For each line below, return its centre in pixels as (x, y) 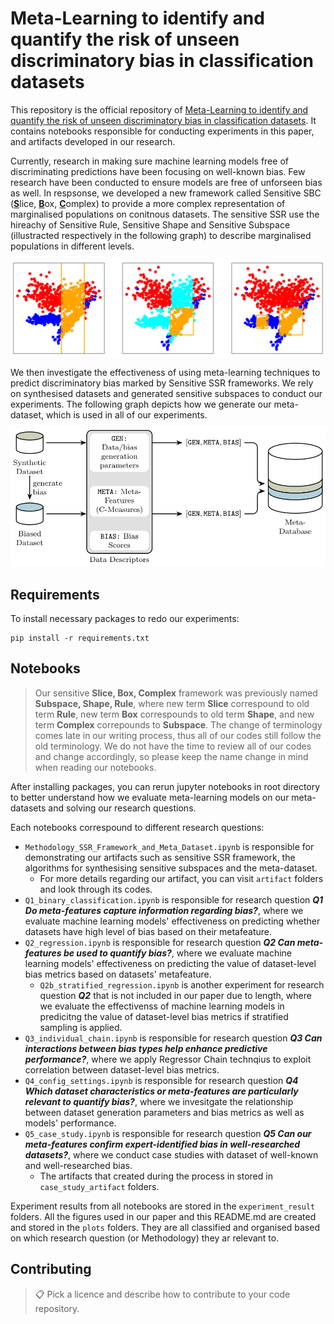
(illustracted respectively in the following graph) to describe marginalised (161, 235)
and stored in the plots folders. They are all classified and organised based (165, 1227)
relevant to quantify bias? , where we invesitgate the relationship (159, 1101)
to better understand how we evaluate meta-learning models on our (150, 797)
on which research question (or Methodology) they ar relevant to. (145, 1238)
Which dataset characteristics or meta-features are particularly (161, 1091)
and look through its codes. (96, 889)
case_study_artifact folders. (99, 1186)
